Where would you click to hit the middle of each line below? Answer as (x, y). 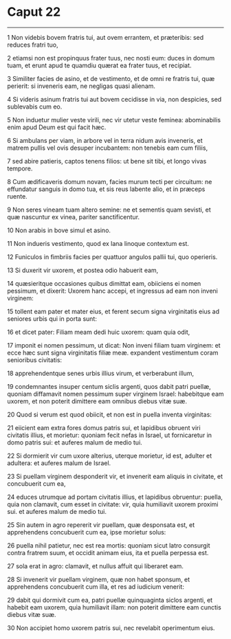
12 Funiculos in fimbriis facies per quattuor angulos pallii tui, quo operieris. (112, 257)
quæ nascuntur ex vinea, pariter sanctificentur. (73, 216)
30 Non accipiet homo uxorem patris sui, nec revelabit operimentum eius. (111, 628)
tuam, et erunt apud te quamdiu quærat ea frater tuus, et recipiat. (99, 65)
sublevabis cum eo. (35, 106)
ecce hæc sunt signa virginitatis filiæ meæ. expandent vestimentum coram (113, 352)
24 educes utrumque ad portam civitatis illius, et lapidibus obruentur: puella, (115, 497)
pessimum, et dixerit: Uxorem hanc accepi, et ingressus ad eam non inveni (112, 291)
